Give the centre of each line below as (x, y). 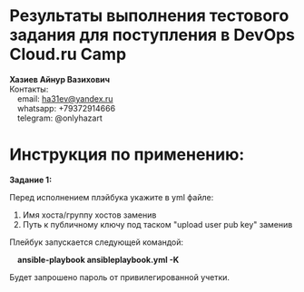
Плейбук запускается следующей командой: (97, 242)
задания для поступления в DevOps (152, 35)
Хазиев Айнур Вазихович (60, 79)
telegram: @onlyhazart (60, 118)
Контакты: (29, 89)
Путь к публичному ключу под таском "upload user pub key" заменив (157, 224)
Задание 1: (31, 180)
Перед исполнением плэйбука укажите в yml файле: (112, 197)
